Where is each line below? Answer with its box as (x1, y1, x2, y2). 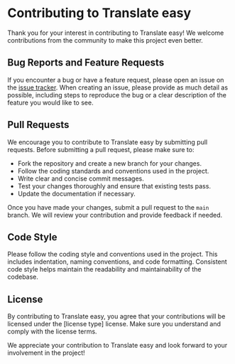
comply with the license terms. (7, 327, 97, 336)
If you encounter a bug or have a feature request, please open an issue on (7, 75, 224, 84)
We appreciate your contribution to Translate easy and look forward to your (7, 341, 228, 350)
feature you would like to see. (7, 98, 94, 107)
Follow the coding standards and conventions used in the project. (17, 166, 209, 175)
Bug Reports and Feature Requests (7, 57, 165, 69)
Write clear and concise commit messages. (17, 174, 144, 183)
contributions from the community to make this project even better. (7, 36, 204, 44)
